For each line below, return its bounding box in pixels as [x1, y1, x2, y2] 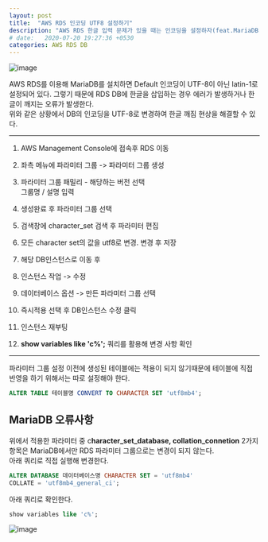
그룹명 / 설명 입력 [20, 188, 75, 197]
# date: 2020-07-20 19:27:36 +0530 [9, 33, 134, 42]
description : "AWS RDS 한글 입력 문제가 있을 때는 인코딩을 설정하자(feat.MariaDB [9, 26, 259, 34]
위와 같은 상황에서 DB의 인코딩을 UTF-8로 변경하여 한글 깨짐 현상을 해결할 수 [9, 109, 247, 119]
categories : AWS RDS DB [9, 41, 88, 49]
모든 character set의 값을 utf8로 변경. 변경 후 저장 [20, 238, 177, 247]
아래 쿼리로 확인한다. [9, 494, 73, 504]
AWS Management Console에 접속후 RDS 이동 [20, 144, 169, 153]
